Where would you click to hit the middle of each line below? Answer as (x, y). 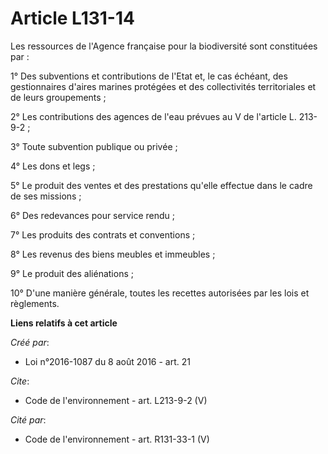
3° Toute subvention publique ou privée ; (94, 146)
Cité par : (28, 419)
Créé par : (30, 342)
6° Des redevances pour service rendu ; (93, 215)
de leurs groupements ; (58, 97)
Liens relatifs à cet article (64, 323)
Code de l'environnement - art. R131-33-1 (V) (117, 439)
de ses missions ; (46, 196)
